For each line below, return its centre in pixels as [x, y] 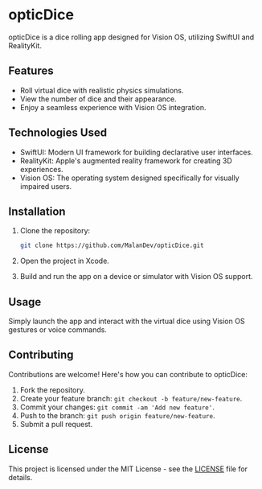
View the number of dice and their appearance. [98, 99]
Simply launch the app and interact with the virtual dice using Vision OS [127, 321]
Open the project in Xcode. [65, 261]
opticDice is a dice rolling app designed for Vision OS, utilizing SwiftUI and [131, 37]
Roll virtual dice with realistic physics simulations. [102, 90]
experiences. [41, 169]
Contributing [41, 355]
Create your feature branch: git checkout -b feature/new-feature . [131, 398]
